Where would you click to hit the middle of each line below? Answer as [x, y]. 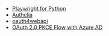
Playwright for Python [39, 9]
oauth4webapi [30, 21]
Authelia [22, 15]
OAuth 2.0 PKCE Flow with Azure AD [57, 27]
